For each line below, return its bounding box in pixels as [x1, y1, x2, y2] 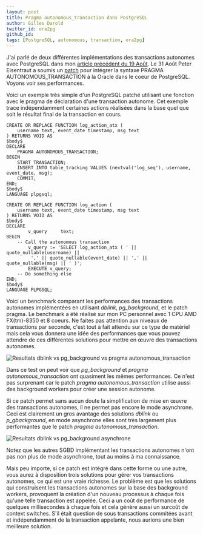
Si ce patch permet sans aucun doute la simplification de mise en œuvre [6, 397, 187, 404]
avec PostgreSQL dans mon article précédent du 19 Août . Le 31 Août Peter [6, 60, 192, 67]
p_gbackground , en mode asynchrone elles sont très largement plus [6, 417, 177, 423]
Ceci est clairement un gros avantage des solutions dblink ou [6, 410, 159, 417]
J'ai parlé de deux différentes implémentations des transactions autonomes [6, 54, 195, 61]
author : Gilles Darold [6, 20, 64, 26]
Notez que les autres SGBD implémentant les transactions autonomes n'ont [6, 446, 195, 454]
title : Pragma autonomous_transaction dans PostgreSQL [6, 15, 148, 21]
